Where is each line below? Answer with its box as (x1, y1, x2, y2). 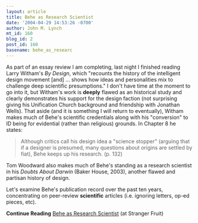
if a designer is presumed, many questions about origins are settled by (20, 144, 193, 151)
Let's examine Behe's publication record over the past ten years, (6, 186, 164, 193)
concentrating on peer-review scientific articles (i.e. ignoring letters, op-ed (6, 192, 190, 199)
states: (6, 126, 22, 133)
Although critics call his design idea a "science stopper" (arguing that (20, 137, 190, 145)
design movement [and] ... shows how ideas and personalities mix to (6, 76, 173, 83)
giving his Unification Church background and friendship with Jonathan (6, 101, 180, 108)
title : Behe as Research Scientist (6, 14, 94, 20)
